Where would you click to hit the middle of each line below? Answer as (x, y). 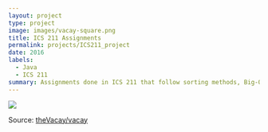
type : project (32, 23)
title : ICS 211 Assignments (55, 38)
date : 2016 (26, 52)
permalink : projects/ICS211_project (69, 45)
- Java (26, 68)
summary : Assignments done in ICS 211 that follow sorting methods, (124, 82)
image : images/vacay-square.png (62, 30)
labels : (21, 60)
